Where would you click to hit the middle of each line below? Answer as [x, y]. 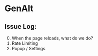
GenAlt [19, 9]
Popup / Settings [29, 48]
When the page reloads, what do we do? [52, 38]
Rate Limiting [25, 43]
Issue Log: [21, 27]
